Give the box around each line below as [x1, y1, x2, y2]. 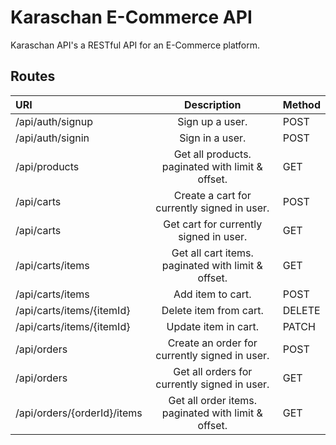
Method [282, 97, 321, 111]
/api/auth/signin [15, 131, 90, 145]
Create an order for [167, 336, 258, 350]
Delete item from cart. [161, 303, 264, 317]
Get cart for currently [163, 217, 263, 231]
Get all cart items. [171, 246, 254, 260]
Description [184, 97, 242, 111]
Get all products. [173, 147, 252, 161]
